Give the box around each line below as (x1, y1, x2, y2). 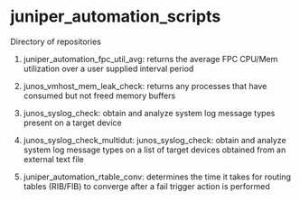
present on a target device (23, 117, 123, 128)
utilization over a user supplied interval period (23, 63, 194, 74)
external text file (23, 153, 84, 164)
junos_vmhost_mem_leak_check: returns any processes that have (23, 80, 267, 91)
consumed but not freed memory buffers (23, 90, 176, 101)
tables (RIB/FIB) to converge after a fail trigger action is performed (23, 180, 270, 191)
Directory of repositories (10, 36, 102, 47)
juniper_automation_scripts (10, 6, 221, 27)
